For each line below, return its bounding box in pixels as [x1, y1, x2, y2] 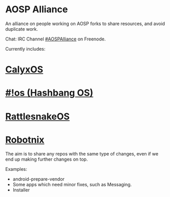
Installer [12, 187, 30, 193]
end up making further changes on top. [5, 156, 88, 162]
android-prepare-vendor [12, 176, 65, 182]
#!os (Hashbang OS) [5, 87, 94, 99]
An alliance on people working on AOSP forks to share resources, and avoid [5, 20, 165, 27]
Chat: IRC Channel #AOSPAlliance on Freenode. [5, 36, 106, 42]
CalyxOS [5, 64, 44, 75]
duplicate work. [5, 26, 38, 32]
